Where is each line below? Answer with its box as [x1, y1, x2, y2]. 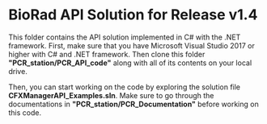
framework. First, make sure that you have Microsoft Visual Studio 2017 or [8, 40, 255, 50]
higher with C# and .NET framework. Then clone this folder [8, 49, 206, 59]
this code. [8, 107, 42, 118]
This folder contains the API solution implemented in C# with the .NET [8, 32, 241, 42]
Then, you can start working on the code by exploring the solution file [8, 82, 241, 92]
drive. [8, 66, 28, 76]
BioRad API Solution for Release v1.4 [8, 6, 258, 24]
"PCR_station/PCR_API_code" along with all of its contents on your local [8, 58, 252, 68]
